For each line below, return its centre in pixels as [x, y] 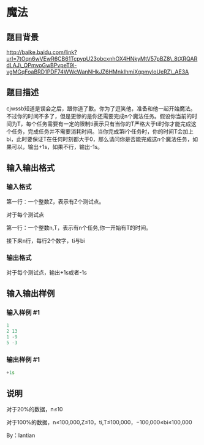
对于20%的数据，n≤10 [35, 409]
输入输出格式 [31, 168]
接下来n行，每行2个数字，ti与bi [46, 240]
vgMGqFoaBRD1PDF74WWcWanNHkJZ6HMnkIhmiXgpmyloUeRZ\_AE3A [98, 72]
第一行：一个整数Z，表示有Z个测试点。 [55, 201]
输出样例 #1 [23, 359]
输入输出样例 [31, 294]
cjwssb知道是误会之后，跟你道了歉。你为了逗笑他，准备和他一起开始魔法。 [101, 108]
